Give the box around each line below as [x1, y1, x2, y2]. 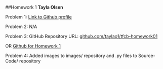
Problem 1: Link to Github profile [5, 14, 72, 19]
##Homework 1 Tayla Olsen [5, 4, 63, 10]
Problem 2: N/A [5, 23, 37, 29]
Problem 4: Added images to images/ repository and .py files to [5, 52, 138, 58]
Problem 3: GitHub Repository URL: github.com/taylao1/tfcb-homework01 [5, 33, 158, 39]
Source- [138, 52, 155, 58]
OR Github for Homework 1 [5, 43, 61, 49]
